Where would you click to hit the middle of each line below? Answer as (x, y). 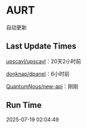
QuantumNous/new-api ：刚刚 (42, 86)
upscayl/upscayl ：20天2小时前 (43, 61)
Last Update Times (41, 46)
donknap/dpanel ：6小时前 (38, 74)
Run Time (24, 105)
